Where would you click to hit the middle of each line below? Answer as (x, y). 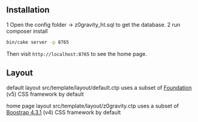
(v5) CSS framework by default (45, 94)
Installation (28, 10)
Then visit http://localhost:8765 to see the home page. (77, 53)
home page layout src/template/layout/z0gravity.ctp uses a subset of (93, 106)
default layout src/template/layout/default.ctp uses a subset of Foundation (99, 87)
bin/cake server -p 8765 (38, 42)
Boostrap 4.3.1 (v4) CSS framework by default (64, 112)
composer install (27, 31)
